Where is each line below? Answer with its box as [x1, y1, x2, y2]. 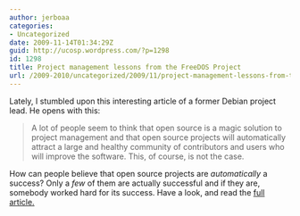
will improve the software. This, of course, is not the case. [30, 151, 245, 162]
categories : [9, 21, 54, 30]
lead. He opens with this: [9, 104, 101, 116]
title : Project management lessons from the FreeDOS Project [9, 63, 242, 72]
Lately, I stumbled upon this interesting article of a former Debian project [9, 96, 277, 106]
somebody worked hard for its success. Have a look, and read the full [9, 187, 265, 197]
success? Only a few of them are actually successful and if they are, [9, 178, 261, 188]
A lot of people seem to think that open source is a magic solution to [30, 122, 283, 133]
